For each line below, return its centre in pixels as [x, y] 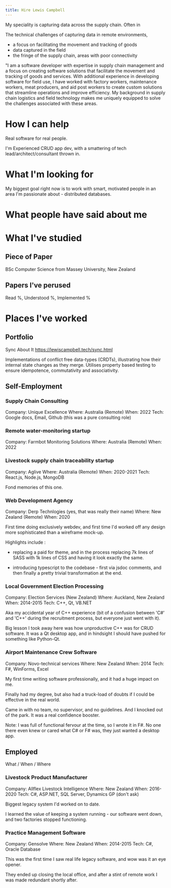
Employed [22, 752]
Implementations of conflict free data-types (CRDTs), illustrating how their [83, 360]
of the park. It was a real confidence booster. [53, 715]
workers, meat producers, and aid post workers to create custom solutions [84, 87]
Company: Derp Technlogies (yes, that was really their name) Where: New [83, 512]
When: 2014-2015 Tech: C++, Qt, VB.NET [49, 603]
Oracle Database [23, 849]
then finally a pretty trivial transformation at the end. [67, 573]
